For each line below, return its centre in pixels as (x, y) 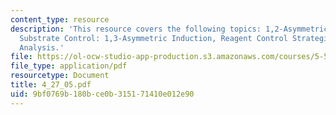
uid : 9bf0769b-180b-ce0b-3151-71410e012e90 (102, 94)
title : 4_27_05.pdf (51, 85)
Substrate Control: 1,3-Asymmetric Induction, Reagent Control (153, 38)
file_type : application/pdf (69, 66)
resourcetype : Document (60, 76)
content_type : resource (60, 19)
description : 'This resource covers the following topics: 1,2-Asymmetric (169, 29)
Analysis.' (42, 47)
